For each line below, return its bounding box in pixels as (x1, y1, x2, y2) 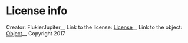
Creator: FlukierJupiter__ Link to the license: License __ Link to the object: (6, 24, 183, 31)
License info (6, 4, 68, 18)
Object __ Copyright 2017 (6, 29, 66, 37)
